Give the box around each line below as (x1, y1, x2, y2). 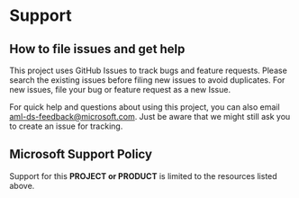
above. (9, 180, 35, 191)
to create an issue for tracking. (9, 121, 123, 131)
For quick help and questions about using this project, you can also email (9, 102, 281, 112)
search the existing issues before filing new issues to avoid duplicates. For (9, 75, 285, 85)
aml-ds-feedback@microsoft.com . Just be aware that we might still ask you (9, 112, 291, 121)
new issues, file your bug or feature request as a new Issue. (9, 85, 231, 94)
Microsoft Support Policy (9, 147, 153, 162)
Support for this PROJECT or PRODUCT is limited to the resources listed (9, 170, 277, 181)
